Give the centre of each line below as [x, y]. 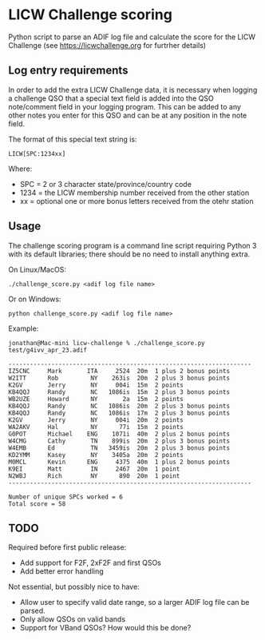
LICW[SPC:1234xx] [37, 153]
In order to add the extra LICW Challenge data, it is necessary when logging [133, 89]
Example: [24, 328]
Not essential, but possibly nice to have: [74, 587]
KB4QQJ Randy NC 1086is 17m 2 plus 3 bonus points [119, 413]
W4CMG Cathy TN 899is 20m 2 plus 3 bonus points [119, 441]
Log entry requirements [68, 71]
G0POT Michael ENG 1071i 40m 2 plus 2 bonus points [119, 434]
